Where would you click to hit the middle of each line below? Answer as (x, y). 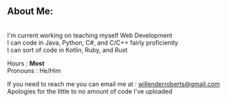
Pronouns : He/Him (34, 70)
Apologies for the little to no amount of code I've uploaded (90, 91)
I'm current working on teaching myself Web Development (90, 35)
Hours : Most (26, 63)
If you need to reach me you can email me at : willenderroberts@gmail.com (113, 84)
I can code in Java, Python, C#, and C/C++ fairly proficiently (93, 42)
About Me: (30, 11)
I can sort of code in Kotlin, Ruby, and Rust (67, 50)
